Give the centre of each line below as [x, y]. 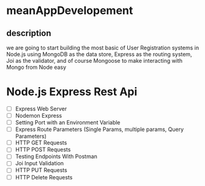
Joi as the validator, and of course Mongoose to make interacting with [94, 61]
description [29, 33]
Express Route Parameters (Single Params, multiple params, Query [99, 129]
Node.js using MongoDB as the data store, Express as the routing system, [99, 54]
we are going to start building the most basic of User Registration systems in [103, 48]
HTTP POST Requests [43, 149]
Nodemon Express [39, 116]
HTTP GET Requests [41, 143]
